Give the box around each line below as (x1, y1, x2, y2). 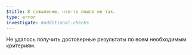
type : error (6, 14, 36, 20)
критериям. (6, 42, 36, 49)
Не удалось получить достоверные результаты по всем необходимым (6, 36, 187, 43)
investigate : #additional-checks (6, 20, 89, 25)
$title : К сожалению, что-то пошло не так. (6, 8, 116, 15)
